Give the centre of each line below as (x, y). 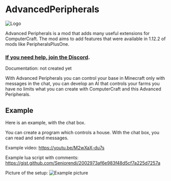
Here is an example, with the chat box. (45, 123)
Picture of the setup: (27, 173)
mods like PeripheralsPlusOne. (37, 44)
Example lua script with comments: (42, 158)
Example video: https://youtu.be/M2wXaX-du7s (55, 148)
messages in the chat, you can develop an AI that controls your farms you (83, 84)
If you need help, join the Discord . (48, 57)
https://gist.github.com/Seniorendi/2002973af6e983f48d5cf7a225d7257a (83, 163)
